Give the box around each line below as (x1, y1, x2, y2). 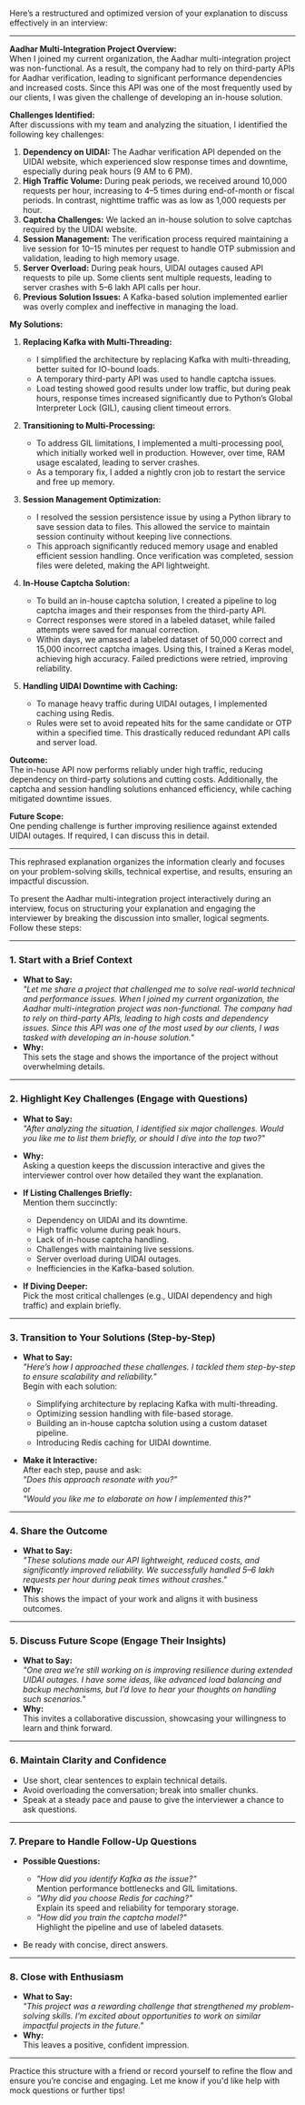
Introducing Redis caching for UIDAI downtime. (35, 1437, 212, 1448)
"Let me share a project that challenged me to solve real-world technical (22, 984, 295, 995)
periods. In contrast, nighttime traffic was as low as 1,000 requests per (22, 195, 287, 206)
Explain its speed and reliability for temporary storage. (35, 1902, 239, 1914)
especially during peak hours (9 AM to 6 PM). (22, 166, 193, 177)
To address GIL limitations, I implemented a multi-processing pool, (35, 438, 284, 449)
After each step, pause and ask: (22, 1464, 143, 1475)
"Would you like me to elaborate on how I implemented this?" (22, 1493, 251, 1504)
